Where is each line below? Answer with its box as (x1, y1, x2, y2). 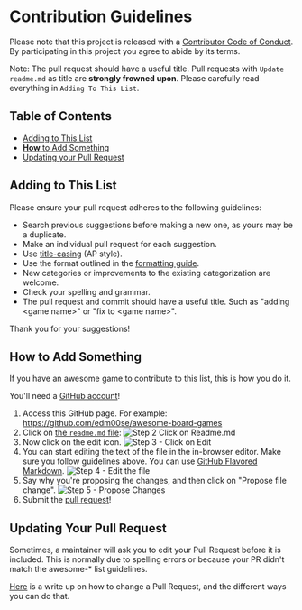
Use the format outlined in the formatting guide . (22, 257, 200, 268)
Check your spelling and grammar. (22, 286, 151, 297)
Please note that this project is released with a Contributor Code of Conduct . (9, 36, 294, 47)
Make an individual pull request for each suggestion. (22, 238, 218, 249)
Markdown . (22, 466, 65, 476)
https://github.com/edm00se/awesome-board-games (22, 418, 223, 429)
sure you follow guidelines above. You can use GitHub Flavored (22, 456, 258, 467)
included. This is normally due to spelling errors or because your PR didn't (9, 554, 285, 565)
